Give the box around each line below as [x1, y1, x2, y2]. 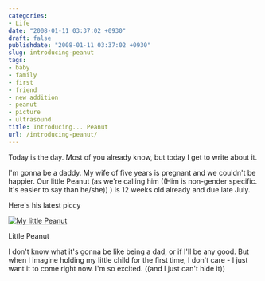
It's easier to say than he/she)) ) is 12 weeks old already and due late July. [8, 184, 251, 194]
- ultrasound [8, 116, 52, 124]
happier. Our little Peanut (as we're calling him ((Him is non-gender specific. [8, 176, 257, 186]
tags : [8, 57, 26, 65]
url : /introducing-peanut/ [8, 130, 98, 138]
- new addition [8, 93, 59, 101]
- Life [8, 19, 30, 27]
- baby [8, 64, 30, 72]
